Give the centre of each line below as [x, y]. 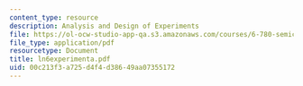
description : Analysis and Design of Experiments [105, 26]
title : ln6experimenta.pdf [60, 59]
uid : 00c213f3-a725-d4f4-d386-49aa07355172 [92, 68]
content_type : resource [54, 17]
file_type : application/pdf [62, 43]
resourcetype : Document [54, 51]
